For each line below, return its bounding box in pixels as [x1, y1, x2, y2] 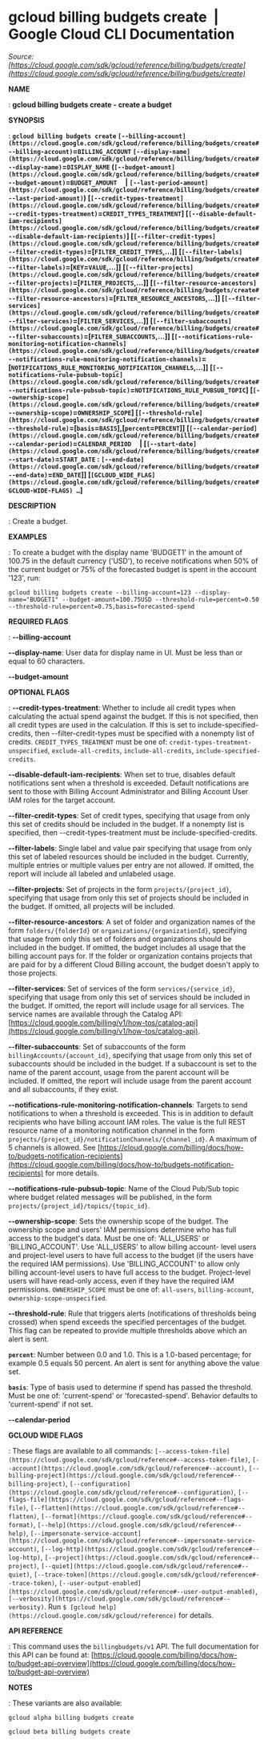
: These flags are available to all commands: [8, 1446, 154, 1455]
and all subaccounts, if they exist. [8, 1084, 119, 1094]
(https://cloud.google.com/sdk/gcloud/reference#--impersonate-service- [8, 1536, 256, 1544]
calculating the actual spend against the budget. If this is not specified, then [8, 711, 258, 721]
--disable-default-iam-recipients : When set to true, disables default [8, 769, 236, 779]
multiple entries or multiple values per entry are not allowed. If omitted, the [8, 860, 254, 870]
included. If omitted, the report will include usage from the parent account [8, 1076, 252, 1085]
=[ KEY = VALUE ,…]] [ [65, 262, 126, 272]
